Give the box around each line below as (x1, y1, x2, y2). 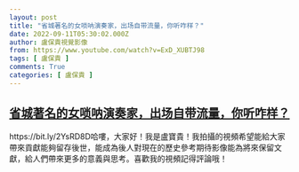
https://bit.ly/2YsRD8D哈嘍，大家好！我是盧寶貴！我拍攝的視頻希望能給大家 (9, 130, 287, 142)
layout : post (9, 12, 58, 22)
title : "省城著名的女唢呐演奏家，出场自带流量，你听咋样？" (9, 21, 205, 30)
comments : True (9, 63, 66, 72)
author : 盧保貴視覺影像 (9, 37, 88, 47)
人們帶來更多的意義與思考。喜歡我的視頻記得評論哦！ (32, 152, 228, 164)
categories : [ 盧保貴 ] (9, 71, 93, 80)
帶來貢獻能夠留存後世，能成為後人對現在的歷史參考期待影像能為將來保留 (9, 142, 274, 152)
